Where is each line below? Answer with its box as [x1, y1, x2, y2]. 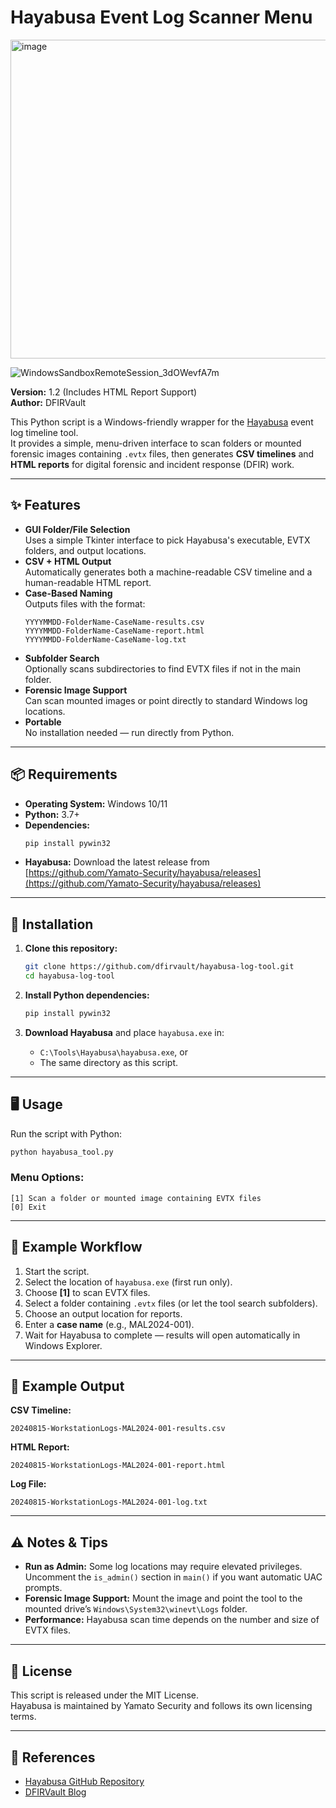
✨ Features [10, 497, 81, 514]
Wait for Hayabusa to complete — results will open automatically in [24, 1329, 301, 1341]
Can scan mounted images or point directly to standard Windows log [24, 694, 308, 706]
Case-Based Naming [24, 587, 113, 599]
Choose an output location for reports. [24, 1307, 183, 1320]
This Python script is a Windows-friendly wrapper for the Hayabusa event [10, 416, 314, 428]
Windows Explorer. [24, 1339, 103, 1351]
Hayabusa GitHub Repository [24, 1775, 145, 1787]
